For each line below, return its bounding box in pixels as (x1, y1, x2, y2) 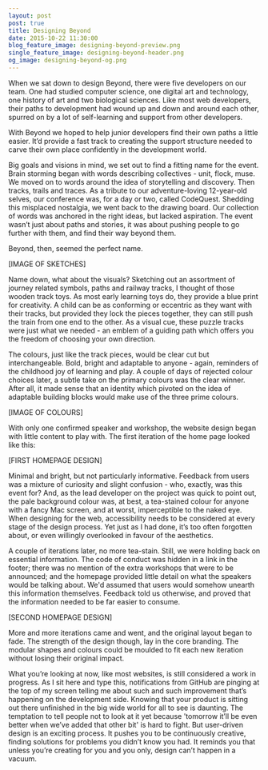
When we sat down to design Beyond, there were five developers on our (8, 78, 246, 88)
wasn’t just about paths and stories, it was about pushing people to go (8, 219, 240, 229)
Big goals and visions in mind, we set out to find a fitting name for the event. (8, 160, 259, 170)
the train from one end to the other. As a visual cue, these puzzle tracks (8, 317, 244, 326)
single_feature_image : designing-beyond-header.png (8, 49, 184, 57)
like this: (8, 440, 36, 449)
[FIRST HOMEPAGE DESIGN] (8, 455, 102, 465)
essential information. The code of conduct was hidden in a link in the (8, 554, 238, 564)
